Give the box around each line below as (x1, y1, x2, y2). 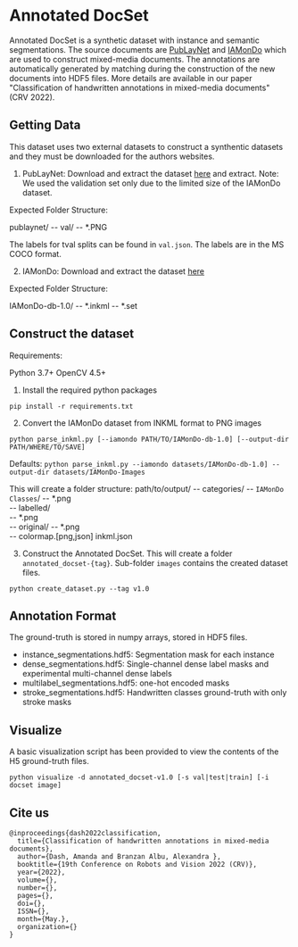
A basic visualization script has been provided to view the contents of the (9, 746, 279, 757)
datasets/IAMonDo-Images (53, 468, 145, 477)
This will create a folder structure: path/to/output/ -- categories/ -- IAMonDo (9, 483, 284, 494)
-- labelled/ (9, 502, 51, 513)
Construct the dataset (9, 327, 135, 342)
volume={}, (17, 876, 58, 885)
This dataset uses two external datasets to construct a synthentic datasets (9, 141, 284, 152)
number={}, (17, 884, 58, 893)
